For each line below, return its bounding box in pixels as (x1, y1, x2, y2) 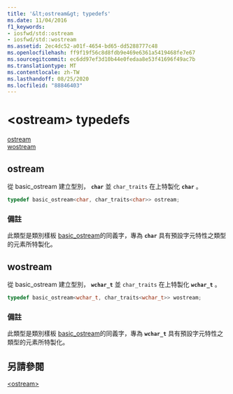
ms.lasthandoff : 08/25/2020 (7, 75, 90, 83)
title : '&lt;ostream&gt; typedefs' (7, 10, 111, 17)
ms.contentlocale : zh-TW (7, 69, 80, 76)
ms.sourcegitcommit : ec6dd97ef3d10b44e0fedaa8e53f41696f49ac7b (7, 56, 196, 63)
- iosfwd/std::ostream (7, 29, 73, 37)
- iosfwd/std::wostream (7, 36, 77, 43)
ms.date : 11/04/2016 (7, 17, 68, 24)
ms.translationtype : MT (7, 62, 77, 69)
